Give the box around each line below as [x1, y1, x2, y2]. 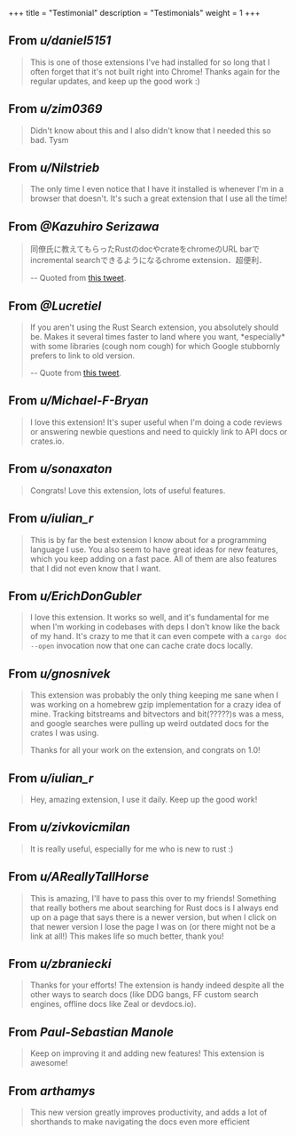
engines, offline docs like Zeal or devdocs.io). [29, 999, 197, 1010]
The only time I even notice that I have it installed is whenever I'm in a [29, 184, 284, 195]
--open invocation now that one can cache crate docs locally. [29, 640, 253, 652]
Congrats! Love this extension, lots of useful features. [29, 484, 226, 496]
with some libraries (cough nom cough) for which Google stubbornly [29, 341, 281, 352]
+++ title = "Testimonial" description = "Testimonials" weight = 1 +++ [8, 8, 261, 18]
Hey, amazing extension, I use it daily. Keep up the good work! [29, 794, 258, 804]
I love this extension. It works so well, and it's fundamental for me [29, 612, 269, 623]
